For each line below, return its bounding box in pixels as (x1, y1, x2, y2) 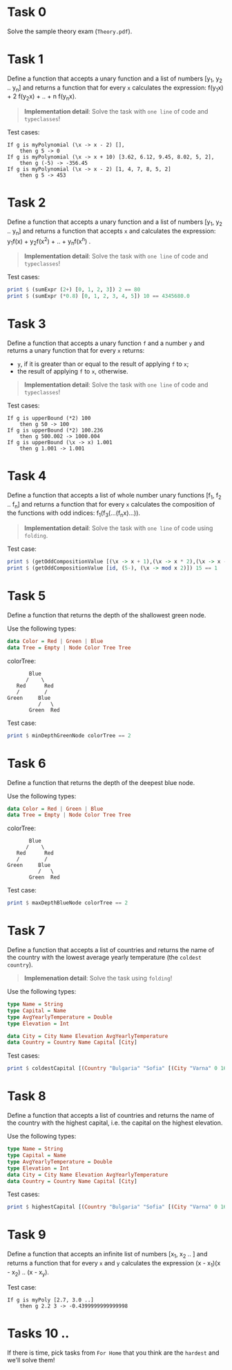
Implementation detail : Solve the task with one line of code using (23, 524, 213, 532)
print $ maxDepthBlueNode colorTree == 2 (7, 899, 128, 906)
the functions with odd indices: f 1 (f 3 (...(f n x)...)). (7, 509, 140, 519)
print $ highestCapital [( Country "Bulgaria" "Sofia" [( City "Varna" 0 (7, 1204, 217, 1211)
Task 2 (7, 195, 46, 211)
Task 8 (7, 1089, 46, 1104)
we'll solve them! (7, 1355, 55, 1364)
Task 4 (7, 468, 47, 484)
